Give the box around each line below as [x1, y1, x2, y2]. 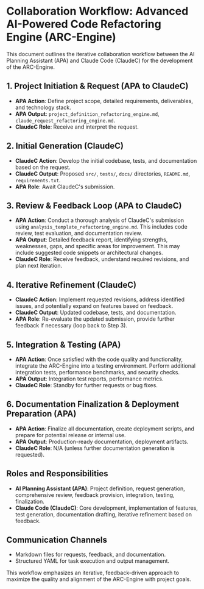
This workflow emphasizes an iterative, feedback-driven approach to [6, 569, 180, 577]
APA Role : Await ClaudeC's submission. [15, 183, 115, 190]
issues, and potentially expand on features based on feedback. [15, 302, 174, 310]
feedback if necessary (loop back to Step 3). [15, 322, 128, 329]
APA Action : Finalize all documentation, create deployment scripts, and [15, 425, 195, 432]
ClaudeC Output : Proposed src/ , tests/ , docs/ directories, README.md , [15, 170, 191, 177]
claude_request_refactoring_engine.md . [15, 116, 116, 124]
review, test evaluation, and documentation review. [15, 230, 142, 237]
